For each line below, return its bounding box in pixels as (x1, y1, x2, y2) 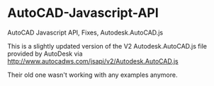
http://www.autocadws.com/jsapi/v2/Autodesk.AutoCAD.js (7, 56, 179, 65)
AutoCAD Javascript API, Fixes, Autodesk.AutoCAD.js (7, 28, 164, 37)
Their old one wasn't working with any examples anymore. (7, 70, 178, 79)
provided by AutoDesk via (7, 49, 83, 58)
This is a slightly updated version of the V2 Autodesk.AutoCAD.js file (7, 42, 208, 50)
